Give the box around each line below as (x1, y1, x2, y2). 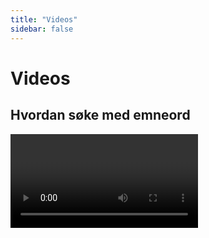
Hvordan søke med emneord (10, 107, 191, 124)
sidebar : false (10, 24, 74, 34)
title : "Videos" (10, 14, 78, 25)
